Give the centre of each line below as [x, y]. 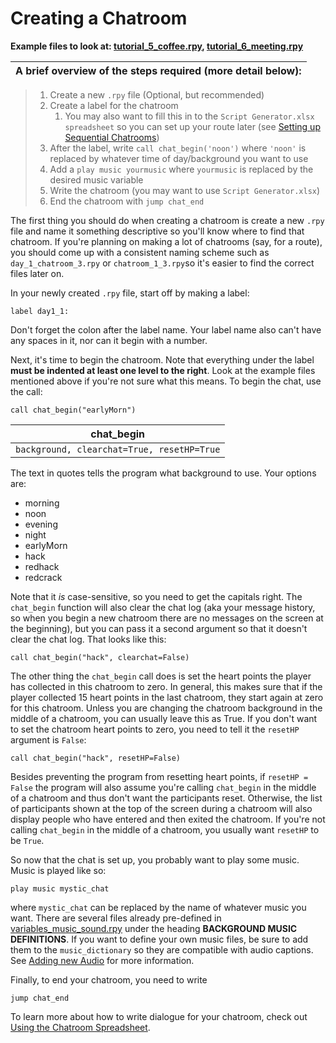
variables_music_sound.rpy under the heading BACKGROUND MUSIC [154, 928]
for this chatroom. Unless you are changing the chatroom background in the [166, 708]
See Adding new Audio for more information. [102, 960]
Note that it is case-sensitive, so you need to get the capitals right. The [156, 596]
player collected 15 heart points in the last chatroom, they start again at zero [167, 697]
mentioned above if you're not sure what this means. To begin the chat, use [166, 381]
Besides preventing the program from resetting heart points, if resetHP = [159, 776]
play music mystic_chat [60, 888]
